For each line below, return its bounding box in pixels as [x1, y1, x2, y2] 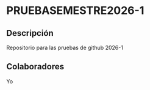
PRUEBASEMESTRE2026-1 [6, 4, 145, 18]
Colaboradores [6, 61, 65, 72]
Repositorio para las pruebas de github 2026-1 [6, 44, 124, 51]
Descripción [6, 28, 54, 38]
